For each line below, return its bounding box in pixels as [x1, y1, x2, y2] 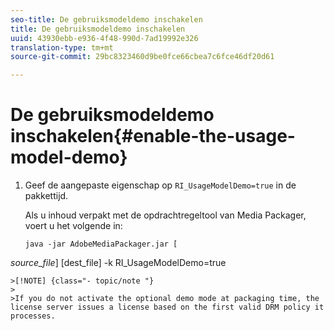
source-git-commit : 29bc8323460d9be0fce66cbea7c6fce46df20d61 [10, 52, 275, 62]
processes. [10, 311, 56, 321]
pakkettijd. [24, 190, 69, 202]
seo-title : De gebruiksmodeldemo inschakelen [10, 14, 203, 25]
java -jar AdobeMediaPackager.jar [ [24, 239, 178, 250]
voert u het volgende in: [24, 220, 123, 232]
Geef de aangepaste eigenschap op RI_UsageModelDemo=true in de [24, 179, 297, 191]
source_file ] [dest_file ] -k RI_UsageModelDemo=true [10, 257, 227, 269]
